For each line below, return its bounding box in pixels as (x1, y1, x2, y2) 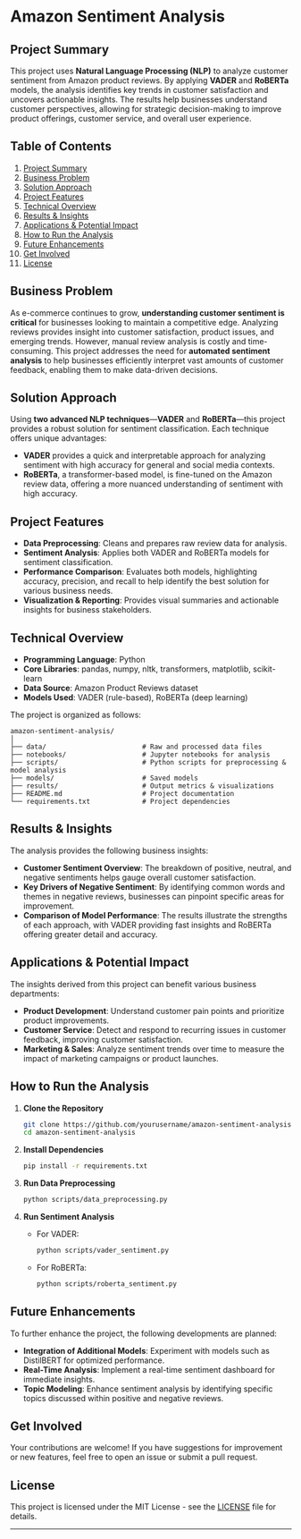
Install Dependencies (22, 1145, 104, 1155)
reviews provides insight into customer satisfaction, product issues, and (10, 326, 275, 337)
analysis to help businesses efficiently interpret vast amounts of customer (10, 355, 284, 366)
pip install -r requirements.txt (22, 1162, 148, 1171)
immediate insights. (22, 1374, 96, 1384)
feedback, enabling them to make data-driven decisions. (10, 364, 218, 375)
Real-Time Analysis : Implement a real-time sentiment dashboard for (22, 1364, 275, 1374)
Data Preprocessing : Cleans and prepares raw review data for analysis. (22, 538, 288, 549)
